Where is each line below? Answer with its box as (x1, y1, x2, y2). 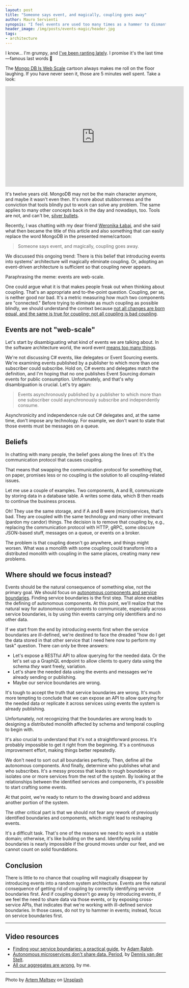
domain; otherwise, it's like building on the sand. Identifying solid (5, 835, 142, 842)
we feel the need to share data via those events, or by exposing (5, 896, 139, 903)
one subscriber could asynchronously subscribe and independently (17, 396, 160, 403)
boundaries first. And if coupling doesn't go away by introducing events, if (5, 891, 161, 897)
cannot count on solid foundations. (5, 846, 78, 852)
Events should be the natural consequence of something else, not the (5, 584, 151, 590)
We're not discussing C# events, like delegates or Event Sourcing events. (5, 354, 159, 360)
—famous (5, 55, 26, 61)
